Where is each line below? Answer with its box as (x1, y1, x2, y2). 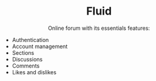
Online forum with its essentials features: (47, 24, 151, 32)
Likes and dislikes (12, 68, 56, 76)
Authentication (12, 36, 49, 43)
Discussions (12, 55, 43, 63)
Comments (12, 62, 40, 69)
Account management (12, 43, 68, 50)
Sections (12, 49, 35, 56)
